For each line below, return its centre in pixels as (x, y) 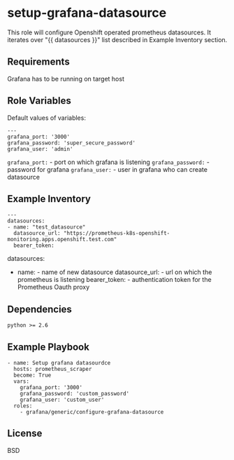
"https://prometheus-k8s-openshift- (117, 234)
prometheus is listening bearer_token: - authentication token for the (114, 280)
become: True (32, 375)
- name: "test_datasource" (46, 227)
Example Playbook (48, 347)
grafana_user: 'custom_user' (62, 400)
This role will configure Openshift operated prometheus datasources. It (109, 32)
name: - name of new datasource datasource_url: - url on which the (115, 272)
